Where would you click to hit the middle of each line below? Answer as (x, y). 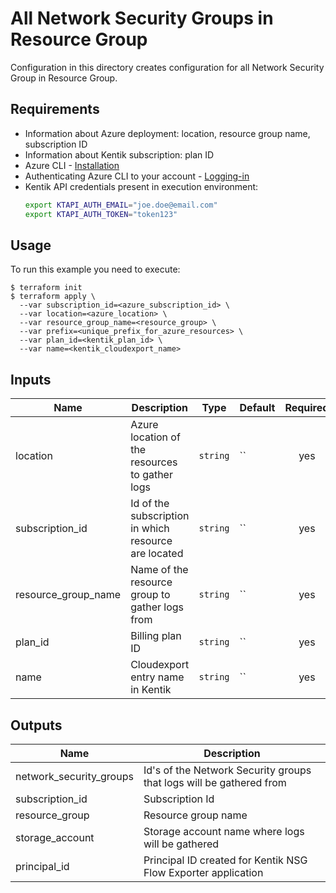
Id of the (150, 504)
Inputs (31, 379)
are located (157, 554)
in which (150, 529)
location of (155, 437)
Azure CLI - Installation (72, 165)
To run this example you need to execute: (95, 269)
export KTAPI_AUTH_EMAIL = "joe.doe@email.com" (121, 205)
